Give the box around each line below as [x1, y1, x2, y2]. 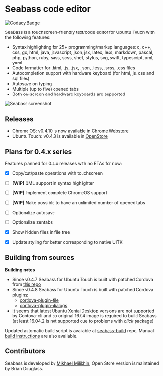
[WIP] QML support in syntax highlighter [12, 180, 94, 186]
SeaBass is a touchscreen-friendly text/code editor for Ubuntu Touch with [5, 29, 155, 35]
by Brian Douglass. [5, 365, 43, 371]
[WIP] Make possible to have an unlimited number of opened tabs [12, 199, 146, 205]
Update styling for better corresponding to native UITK [12, 239, 123, 245]
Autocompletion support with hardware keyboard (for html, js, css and [12, 70, 154, 76]
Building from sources [5, 253, 75, 262]
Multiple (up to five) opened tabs [12, 86, 79, 92]
